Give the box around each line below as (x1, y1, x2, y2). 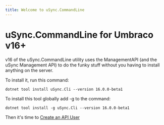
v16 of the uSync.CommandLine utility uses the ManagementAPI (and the (5, 56, 157, 62)
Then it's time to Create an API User (5, 114, 80, 120)
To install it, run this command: (5, 77, 69, 83)
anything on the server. (5, 67, 53, 73)
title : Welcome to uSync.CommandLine (5, 7, 85, 13)
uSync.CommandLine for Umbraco (5, 29, 154, 40)
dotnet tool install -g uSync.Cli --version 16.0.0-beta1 (5, 105, 130, 110)
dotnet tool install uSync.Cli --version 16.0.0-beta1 (5, 87, 123, 92)
